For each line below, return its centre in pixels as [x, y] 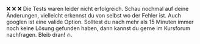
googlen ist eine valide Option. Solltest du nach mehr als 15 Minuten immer [100, 22]
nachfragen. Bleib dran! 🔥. [39, 35]
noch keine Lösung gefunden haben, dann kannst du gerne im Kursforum [98, 28]
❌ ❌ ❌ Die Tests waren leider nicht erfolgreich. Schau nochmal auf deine [98, 9]
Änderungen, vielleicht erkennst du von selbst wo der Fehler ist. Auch [94, 15]
